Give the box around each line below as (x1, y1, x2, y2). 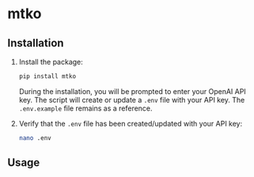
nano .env (18, 134, 52, 142)
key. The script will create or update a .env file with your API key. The (18, 95, 245, 104)
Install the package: (18, 57, 84, 66)
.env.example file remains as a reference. (18, 104, 153, 113)
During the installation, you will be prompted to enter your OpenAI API (18, 86, 246, 96)
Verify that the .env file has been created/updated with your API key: (18, 119, 243, 128)
